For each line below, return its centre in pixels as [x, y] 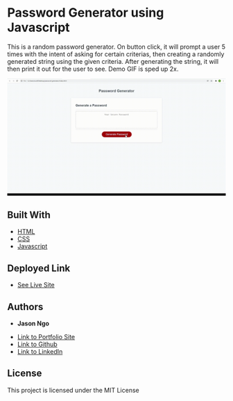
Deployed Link [39, 268]
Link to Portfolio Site [46, 337]
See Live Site [36, 285]
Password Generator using [86, 13]
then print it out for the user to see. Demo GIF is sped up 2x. [93, 69]
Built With [29, 215]
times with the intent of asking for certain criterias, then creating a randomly [116, 54]
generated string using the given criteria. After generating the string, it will [113, 61]
